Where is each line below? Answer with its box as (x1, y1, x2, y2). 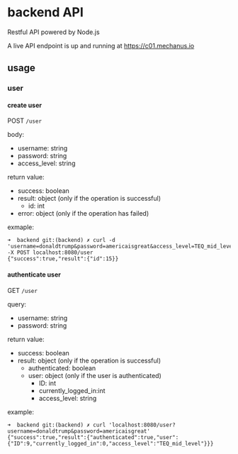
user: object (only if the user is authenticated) (28, 371, 161, 380)
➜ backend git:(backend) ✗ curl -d (7, 237, 115, 244)
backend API (7, 4, 84, 21)
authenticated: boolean (28, 363, 96, 372)
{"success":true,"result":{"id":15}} (7, 255, 119, 262)
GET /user (7, 286, 38, 294)
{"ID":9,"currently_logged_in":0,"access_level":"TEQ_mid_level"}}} (7, 440, 214, 447)
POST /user (7, 116, 42, 125)
